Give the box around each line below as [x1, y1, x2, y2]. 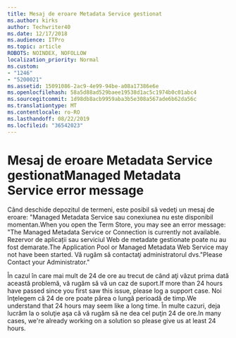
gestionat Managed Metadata [7, 167, 181, 183]
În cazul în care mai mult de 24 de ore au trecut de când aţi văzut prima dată [7, 272, 229, 280]
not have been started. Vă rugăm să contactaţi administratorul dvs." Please [7, 251, 223, 259]
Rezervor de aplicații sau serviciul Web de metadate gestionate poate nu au [7, 236, 227, 244]
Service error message [7, 182, 144, 198]
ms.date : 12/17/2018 [7, 30, 68, 37]
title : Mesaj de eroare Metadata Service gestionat [7, 10, 162, 18]
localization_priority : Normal [7, 56, 99, 64]
